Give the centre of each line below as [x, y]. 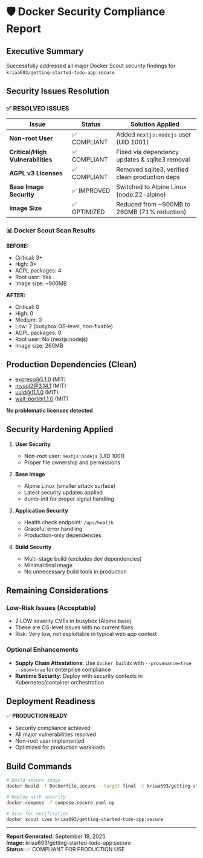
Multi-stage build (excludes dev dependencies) [83, 558]
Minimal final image [48, 565]
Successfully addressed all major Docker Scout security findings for [91, 66]
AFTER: [16, 295]
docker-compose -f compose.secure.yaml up [60, 802]
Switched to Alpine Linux [151, 187]
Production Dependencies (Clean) [72, 365]
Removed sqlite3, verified [153, 169]
